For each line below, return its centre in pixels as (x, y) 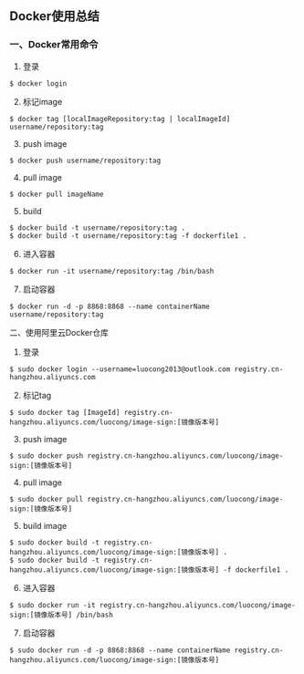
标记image (42, 101)
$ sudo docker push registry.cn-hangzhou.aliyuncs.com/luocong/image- (147, 456)
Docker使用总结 (55, 16)
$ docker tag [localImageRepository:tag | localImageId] (120, 119)
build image (45, 525)
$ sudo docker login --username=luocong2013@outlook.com (120, 369)
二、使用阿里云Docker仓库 (59, 332)
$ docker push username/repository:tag (85, 161)
